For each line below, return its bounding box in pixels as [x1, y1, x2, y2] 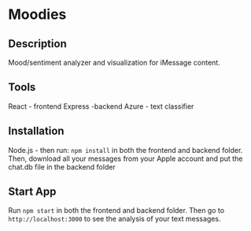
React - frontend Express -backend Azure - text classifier [8, 101, 194, 111]
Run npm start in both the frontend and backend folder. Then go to [8, 206, 225, 215]
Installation [8, 125, 65, 138]
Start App [8, 185, 57, 199]
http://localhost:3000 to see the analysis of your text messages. [8, 214, 222, 224]
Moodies [8, 6, 67, 24]
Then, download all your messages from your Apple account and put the [8, 154, 243, 163]
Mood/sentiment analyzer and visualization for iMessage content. [8, 58, 220, 67]
